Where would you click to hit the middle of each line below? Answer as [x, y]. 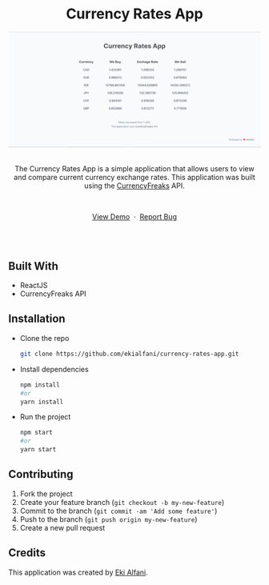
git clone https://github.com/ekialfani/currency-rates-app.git [129, 354]
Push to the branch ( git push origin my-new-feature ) [108, 519]
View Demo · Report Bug [134, 217]
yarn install [42, 402]
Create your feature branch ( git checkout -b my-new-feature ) [122, 502]
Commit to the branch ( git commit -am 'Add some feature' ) [118, 511]
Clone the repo [44, 338]
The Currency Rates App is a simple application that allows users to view [134, 169]
